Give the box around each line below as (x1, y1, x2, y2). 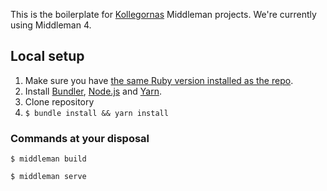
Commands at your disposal (10, 131, 150, 145)
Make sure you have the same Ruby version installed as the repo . (24, 74, 294, 86)
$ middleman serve (10, 172, 87, 182)
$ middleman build (10, 154, 87, 164)
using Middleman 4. (10, 19, 92, 31)
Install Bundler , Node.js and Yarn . (24, 85, 162, 97)
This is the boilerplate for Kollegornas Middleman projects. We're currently (10, 9, 317, 20)
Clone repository (24, 95, 95, 108)
